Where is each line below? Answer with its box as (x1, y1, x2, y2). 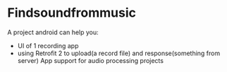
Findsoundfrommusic (7, 5, 136, 21)
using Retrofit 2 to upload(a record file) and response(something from (17, 49, 221, 57)
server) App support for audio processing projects (17, 56, 164, 64)
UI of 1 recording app (17, 41, 79, 50)
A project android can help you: (7, 28, 99, 36)
